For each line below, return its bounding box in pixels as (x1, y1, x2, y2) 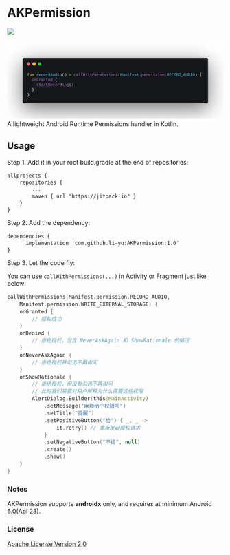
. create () (43, 446, 72, 453)
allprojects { (7, 172, 48, 179)
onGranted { (19, 308, 54, 315)
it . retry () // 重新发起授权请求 (56, 424, 141, 431)
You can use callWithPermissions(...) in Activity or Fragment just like (7, 272, 207, 280)
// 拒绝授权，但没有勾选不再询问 (32, 381, 113, 388)
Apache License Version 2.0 (7, 540, 87, 548)
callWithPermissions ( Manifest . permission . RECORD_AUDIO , (7, 293, 170, 300)
